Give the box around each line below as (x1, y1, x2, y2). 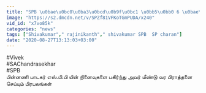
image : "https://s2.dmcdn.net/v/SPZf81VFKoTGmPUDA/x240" (6, 15, 155, 21)
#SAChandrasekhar (6, 60, 56, 67)
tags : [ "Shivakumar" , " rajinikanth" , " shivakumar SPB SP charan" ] (6, 32, 183, 38)
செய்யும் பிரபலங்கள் (6, 80, 52, 87)
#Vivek (6, 54, 25, 61)
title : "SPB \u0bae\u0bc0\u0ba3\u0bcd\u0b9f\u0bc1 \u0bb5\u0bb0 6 (6, 9, 180, 15)
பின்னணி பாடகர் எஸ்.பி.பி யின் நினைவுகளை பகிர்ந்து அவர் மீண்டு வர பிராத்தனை (6, 74, 193, 80)
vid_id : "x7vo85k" (6, 20, 53, 26)
